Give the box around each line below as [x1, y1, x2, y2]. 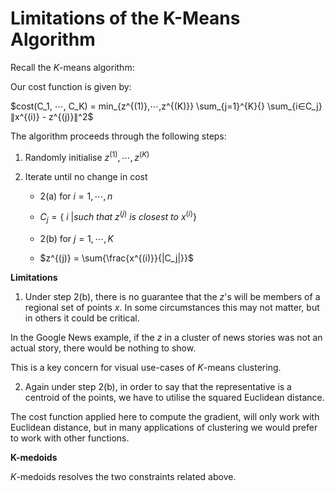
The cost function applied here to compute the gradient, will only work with [10, 411, 320, 423]
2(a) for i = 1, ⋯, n [39, 190, 113, 202]
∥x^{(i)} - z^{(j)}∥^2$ [10, 110, 94, 122]
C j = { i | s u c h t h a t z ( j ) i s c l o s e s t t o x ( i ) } [39, 209, 197, 226]
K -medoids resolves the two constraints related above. [10, 471, 237, 483]
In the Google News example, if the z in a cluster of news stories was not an [10, 332, 323, 344]
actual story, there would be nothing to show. [10, 342, 197, 354]
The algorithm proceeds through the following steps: [10, 130, 227, 142]
